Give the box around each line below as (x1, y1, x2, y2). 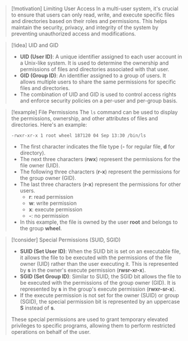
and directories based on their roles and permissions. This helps (11, 18, 167, 24)
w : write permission (28, 200, 77, 207)
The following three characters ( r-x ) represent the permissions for (19, 168, 180, 175)
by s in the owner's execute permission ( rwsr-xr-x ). (19, 266, 146, 274)
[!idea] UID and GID (11, 41, 59, 49)
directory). (19, 149, 46, 156)
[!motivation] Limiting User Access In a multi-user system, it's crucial (11, 5, 179, 12)
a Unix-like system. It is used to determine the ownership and (19, 59, 169, 66)
